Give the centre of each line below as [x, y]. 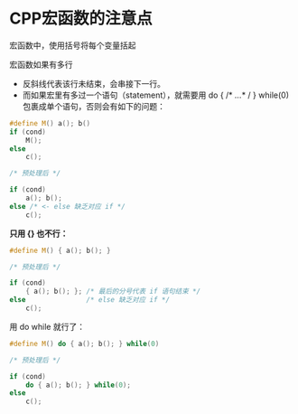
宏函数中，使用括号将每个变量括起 [73, 45]
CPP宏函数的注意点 [81, 19]
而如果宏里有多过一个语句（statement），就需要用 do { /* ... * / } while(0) [155, 95]
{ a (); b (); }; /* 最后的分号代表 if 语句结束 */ [113, 292]
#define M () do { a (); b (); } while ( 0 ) [84, 343]
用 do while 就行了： [47, 326]
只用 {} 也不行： [39, 233]
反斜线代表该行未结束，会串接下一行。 [93, 83]
